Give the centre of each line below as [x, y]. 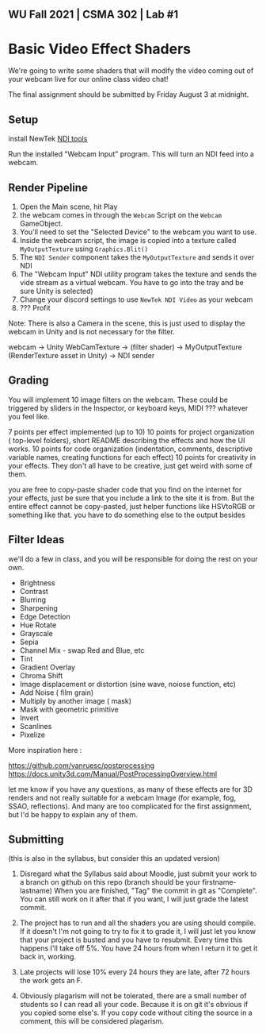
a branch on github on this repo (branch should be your [110, 882]
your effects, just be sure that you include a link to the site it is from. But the [131, 498]
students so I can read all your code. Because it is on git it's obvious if [134, 1005]
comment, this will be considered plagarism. [92, 1021]
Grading [28, 381]
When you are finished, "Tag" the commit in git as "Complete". [156, 891]
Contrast [34, 591]
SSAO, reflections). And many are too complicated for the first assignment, [130, 806]
